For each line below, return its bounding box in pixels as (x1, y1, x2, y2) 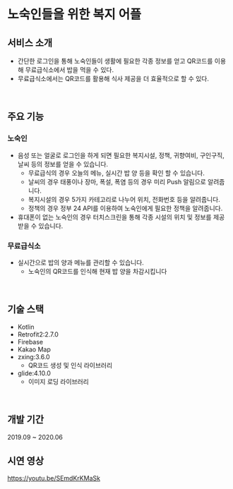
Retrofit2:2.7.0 (17, 330, 59, 339)
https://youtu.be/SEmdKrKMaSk (7, 474, 101, 483)
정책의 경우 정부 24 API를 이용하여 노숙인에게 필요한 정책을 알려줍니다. (28, 204, 223, 212)
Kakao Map (17, 345, 52, 354)
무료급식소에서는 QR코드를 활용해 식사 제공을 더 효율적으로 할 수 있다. (17, 75, 210, 83)
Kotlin (17, 322, 35, 331)
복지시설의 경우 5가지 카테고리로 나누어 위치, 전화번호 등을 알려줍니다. (28, 195, 220, 203)
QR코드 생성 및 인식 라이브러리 (28, 361, 113, 369)
